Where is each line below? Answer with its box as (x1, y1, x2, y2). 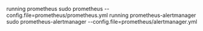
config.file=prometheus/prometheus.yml (6, 12, 109, 19)
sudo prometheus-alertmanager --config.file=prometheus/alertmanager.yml (6, 18, 198, 25)
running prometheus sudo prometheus (6, 5, 104, 12)
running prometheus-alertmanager (109, 12, 196, 19)
